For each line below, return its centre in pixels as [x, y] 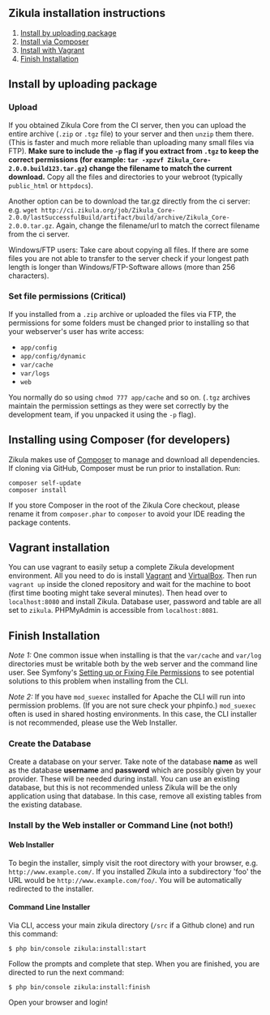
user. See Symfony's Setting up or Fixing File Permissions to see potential [131, 673]
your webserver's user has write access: [76, 331]
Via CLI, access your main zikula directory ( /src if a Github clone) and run [132, 925]
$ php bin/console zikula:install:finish [79, 987]
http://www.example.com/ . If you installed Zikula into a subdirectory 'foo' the [135, 872]
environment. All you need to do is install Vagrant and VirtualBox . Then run [133, 576]
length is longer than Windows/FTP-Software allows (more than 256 [122, 267]
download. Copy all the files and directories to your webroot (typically [126, 177]
